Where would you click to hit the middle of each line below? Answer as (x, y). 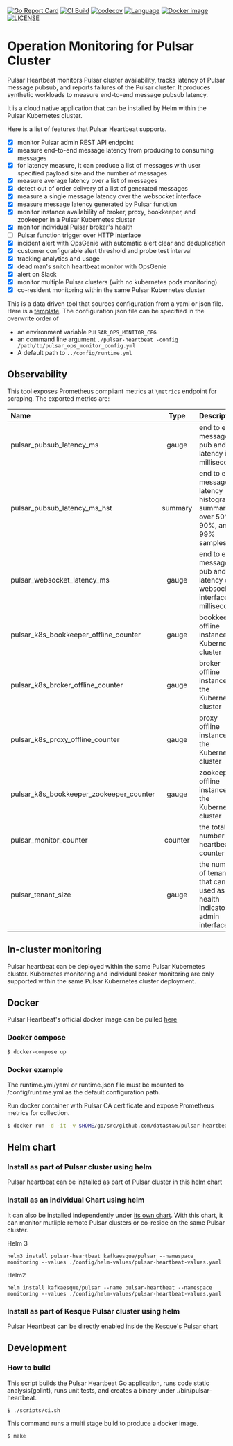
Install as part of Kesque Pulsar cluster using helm (94, 1311)
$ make (17, 1436)
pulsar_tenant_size (41, 895)
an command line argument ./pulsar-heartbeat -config (97, 339)
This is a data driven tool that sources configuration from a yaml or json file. (115, 304)
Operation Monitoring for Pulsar (101, 46)
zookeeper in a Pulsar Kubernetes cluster (76, 220)
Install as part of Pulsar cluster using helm (80, 1167)
